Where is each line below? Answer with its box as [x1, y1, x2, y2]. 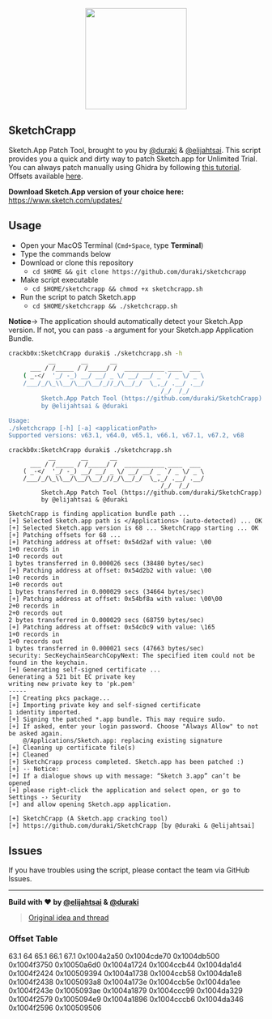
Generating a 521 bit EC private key [8, 673, 136, 681]
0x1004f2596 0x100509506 [8, 1003, 102, 1013]
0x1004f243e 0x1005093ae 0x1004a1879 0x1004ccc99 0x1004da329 [8, 986, 243, 996]
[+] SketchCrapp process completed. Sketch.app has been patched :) [8, 758, 244, 766]
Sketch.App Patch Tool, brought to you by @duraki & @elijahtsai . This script [8, 145, 261, 155]
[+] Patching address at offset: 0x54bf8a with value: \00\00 [8, 595, 223, 603]
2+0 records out [8, 609, 63, 617]
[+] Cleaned [8, 751, 49, 759]
